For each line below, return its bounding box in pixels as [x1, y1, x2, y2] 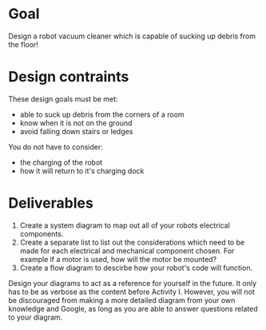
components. [19, 229, 64, 238]
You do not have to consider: [8, 141, 104, 152]
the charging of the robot [19, 157, 103, 167]
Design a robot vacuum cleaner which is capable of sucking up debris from [8, 31, 256, 41]
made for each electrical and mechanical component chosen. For [19, 245, 235, 256]
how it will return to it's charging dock [19, 165, 145, 176]
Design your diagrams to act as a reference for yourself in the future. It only [8, 278, 257, 288]
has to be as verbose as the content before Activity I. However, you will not [8, 287, 256, 296]
